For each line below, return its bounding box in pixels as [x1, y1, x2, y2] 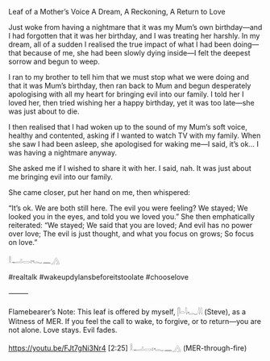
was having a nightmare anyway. [8, 148, 117, 157]
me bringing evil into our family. [8, 172, 113, 181]
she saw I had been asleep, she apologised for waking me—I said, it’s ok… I [8, 139, 260, 148]
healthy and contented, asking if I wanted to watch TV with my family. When [8, 131, 261, 140]
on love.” [8, 238, 38, 247]
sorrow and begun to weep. [8, 56, 101, 66]
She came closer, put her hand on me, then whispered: [8, 188, 191, 197]
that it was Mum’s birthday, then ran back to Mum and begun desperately [8, 81, 251, 90]
